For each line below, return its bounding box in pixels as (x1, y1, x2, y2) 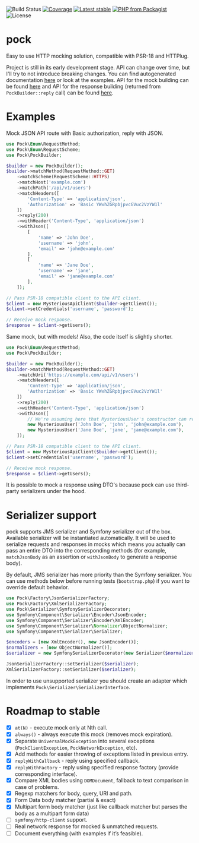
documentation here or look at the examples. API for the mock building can (6, 76, 190, 83)
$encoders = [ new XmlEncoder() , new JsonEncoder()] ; (6, 639, 139, 645)
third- (175, 481, 190, 488)
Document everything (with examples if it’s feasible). (14, 829, 143, 837)
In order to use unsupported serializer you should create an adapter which (6, 677, 188, 684)
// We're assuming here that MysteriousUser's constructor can (27, 416, 187, 422)
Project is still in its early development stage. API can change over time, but (6, 64, 190, 71)
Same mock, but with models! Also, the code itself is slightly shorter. (6, 333, 173, 340)
